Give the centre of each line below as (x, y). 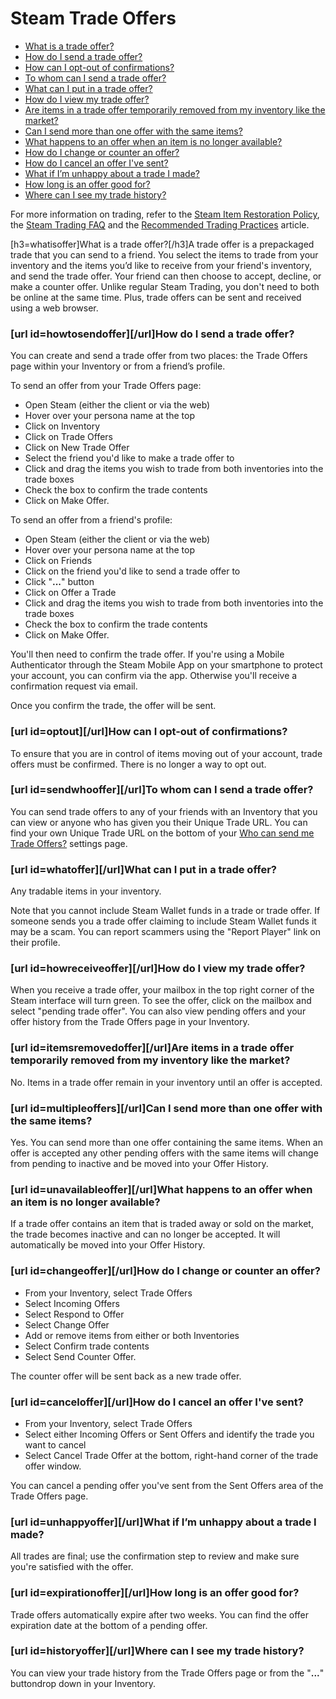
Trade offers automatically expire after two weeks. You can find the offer (159, 1614)
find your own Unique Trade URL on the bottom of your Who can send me (162, 833)
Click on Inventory (62, 426)
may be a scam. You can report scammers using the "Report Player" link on (165, 932)
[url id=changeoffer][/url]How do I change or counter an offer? (165, 1271)
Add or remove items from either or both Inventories (132, 1335)
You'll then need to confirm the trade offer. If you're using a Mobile (147, 654)
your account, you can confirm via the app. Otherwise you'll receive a (154, 676)
